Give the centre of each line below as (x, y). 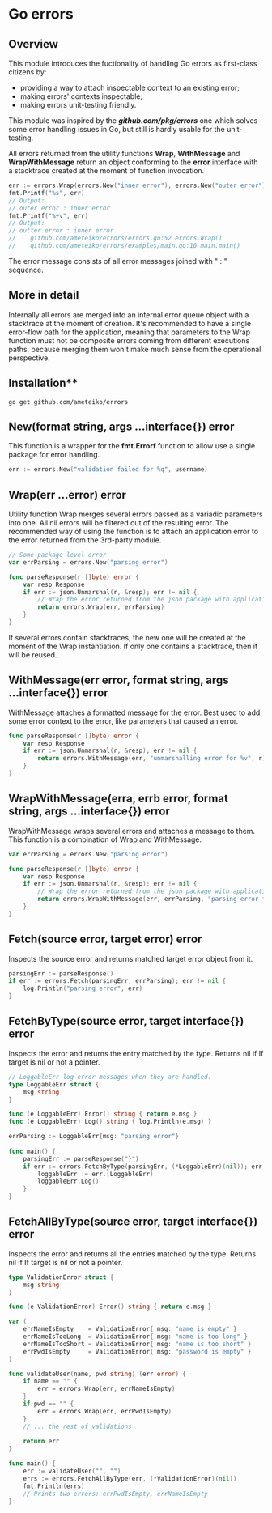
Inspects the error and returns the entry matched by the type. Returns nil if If (136, 1053)
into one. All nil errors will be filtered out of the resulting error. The (119, 523)
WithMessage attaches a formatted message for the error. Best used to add (134, 712)
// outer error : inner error (59, 208)
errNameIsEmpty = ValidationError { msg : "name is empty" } (130, 1329)
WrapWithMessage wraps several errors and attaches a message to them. (132, 831)
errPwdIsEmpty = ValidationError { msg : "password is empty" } (137, 1351)
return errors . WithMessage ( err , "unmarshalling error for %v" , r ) (152, 759)
